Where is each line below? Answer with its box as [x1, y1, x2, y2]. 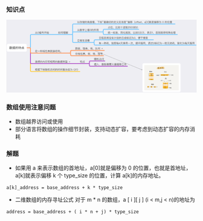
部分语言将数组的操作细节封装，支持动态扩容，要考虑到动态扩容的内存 [14, 126, 190, 133]
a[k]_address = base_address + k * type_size [6, 185, 123, 191]
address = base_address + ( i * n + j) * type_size [6, 209, 139, 215]
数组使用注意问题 [6, 103, 56, 111]
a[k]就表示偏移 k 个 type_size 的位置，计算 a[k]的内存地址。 [14, 172, 164, 179]
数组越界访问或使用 [14, 118, 63, 125]
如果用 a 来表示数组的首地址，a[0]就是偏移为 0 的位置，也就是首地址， [14, 164, 192, 171]
